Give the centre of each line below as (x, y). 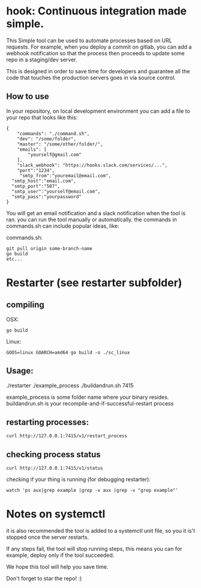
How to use (28, 96)
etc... (14, 259)
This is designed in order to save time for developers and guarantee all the (98, 71)
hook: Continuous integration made (97, 11)
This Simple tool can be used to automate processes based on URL (89, 40)
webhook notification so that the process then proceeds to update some (95, 53)
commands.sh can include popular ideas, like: (63, 226)
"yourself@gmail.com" (55, 154)
